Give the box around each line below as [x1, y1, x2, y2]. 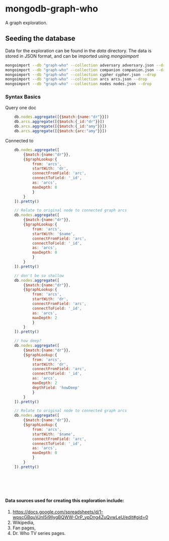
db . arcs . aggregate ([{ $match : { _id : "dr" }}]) [14, 119, 105, 124]
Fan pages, [12, 524, 36, 531]
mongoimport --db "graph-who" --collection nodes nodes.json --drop [5, 82, 152, 87]
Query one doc [5, 105, 37, 111]
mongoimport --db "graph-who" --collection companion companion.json [5, 67, 154, 72]
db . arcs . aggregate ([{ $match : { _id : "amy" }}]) [14, 124, 107, 129]
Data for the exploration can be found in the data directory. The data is [5, 47, 152, 53]
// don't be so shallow [14, 273, 64, 278]
